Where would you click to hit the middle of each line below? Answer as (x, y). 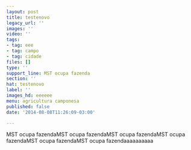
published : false (28, 106)
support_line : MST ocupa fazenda (48, 73)
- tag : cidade (24, 56)
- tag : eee (20, 46)
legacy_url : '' (25, 23)
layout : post (23, 12)
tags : (13, 40)
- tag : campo (23, 51)
